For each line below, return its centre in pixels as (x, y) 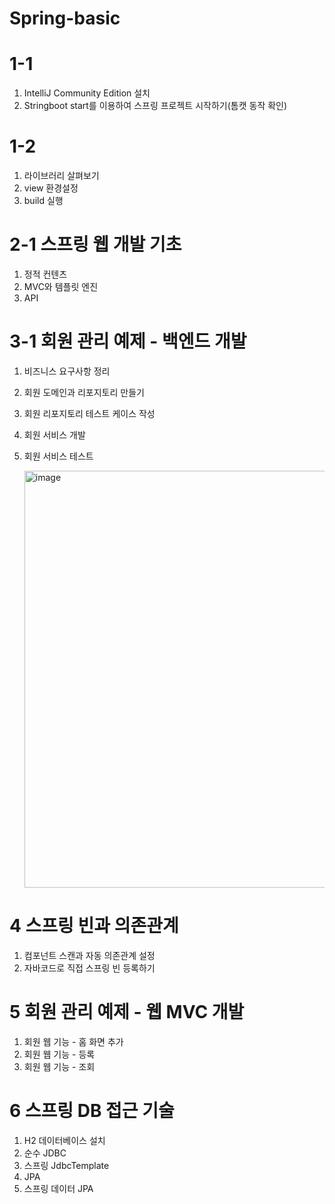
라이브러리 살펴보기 (61, 176)
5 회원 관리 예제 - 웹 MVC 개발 (127, 1012)
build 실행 (43, 201)
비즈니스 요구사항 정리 (67, 371)
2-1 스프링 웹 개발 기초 (95, 244)
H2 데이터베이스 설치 (64, 1140)
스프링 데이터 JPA (58, 1188)
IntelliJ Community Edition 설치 (87, 93)
